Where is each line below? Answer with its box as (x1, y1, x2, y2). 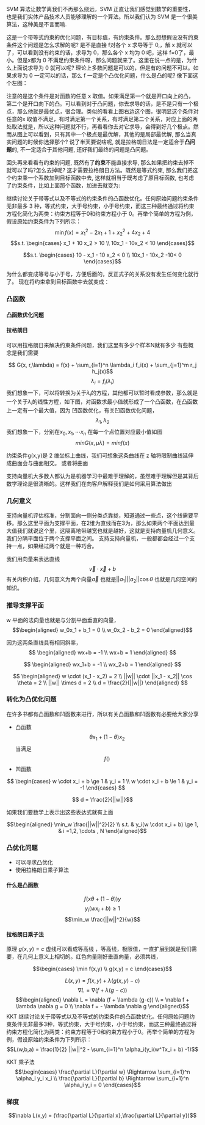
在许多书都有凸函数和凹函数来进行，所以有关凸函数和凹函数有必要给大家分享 (6, 710, 199, 717)
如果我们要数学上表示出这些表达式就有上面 (6, 808, 113, 816)
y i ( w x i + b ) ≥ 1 (84, 905, 121, 914)
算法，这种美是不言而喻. (6, 21, 67, 27)
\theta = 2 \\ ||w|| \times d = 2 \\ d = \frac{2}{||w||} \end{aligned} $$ (17, 679, 188, 686)
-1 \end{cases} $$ (79, 784, 126, 791)
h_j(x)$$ (92, 368, 113, 375)
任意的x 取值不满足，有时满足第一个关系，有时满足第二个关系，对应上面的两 (6, 115, 198, 122)
